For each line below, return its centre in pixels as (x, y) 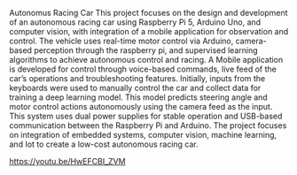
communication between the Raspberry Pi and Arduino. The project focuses (148, 126)
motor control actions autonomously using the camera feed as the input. (141, 107)
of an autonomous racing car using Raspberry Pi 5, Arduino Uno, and (135, 22)
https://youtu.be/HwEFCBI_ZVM (67, 161)
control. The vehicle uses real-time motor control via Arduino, (121, 41)
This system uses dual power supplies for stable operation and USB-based (146, 116)
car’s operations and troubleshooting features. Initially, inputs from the (137, 78)
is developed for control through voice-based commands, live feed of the (143, 69)
